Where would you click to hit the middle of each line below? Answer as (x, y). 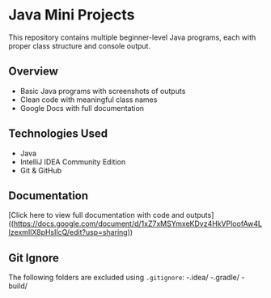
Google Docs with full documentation (82, 108)
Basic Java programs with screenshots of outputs (103, 91)
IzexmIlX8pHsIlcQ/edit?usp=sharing (68, 232)
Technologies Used (58, 134)
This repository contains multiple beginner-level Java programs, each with (132, 37)
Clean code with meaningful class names (89, 100)
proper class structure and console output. (80, 45)
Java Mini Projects (72, 15)
